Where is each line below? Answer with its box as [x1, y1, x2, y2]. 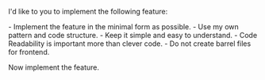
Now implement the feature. [8, 63, 100, 72]
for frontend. [8, 48, 50, 56]
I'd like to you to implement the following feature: [8, 7, 168, 16]
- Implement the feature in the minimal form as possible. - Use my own [8, 22, 240, 31]
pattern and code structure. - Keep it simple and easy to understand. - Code [8, 31, 258, 40]
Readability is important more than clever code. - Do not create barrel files [8, 39, 252, 48]
